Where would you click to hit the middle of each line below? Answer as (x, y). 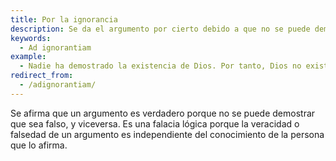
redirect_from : (42, 76)
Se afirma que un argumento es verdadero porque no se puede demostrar (163, 113)
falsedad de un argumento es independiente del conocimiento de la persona (167, 134)
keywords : (31, 38)
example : (28, 57)
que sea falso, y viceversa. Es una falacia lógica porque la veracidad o (155, 123)
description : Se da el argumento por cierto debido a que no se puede (160, 29)
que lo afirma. (39, 145)
